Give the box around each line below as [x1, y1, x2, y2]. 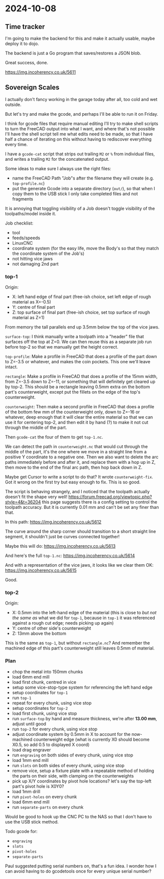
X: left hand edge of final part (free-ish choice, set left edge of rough [12, 294, 151, 300]
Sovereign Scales [5, 83, 60, 92]
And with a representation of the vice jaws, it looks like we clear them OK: [5, 562, 154, 568]
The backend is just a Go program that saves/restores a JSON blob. [5, 50, 141, 56]
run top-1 [12, 695, 32, 701]
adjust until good [12, 721, 47, 727]
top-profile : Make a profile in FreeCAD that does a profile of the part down [5, 353, 158, 359]
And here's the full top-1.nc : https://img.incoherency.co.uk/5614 [5, 553, 135, 559]
